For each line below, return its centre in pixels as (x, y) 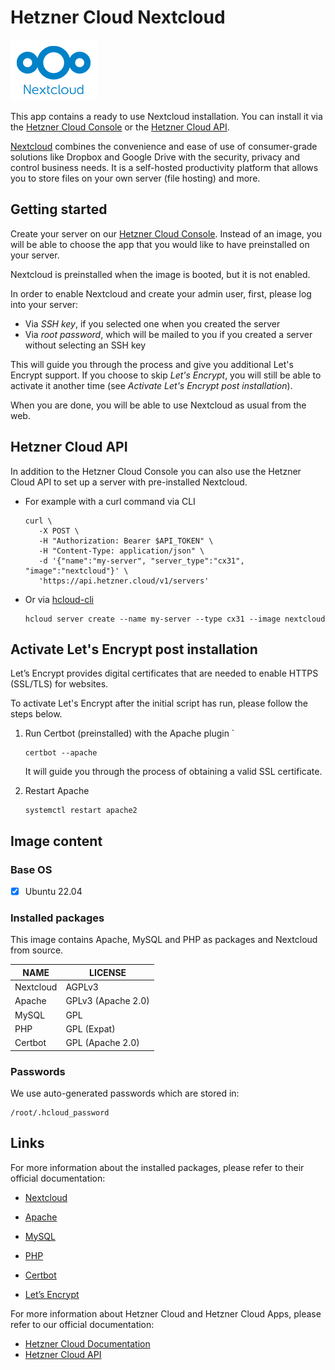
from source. (37, 950)
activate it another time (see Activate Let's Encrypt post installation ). (151, 385)
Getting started (59, 209)
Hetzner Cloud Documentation (87, 1343)
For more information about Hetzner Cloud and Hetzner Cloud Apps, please (166, 1313)
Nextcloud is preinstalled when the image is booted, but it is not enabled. (160, 274)
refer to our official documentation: (82, 1324)
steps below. (36, 714)
